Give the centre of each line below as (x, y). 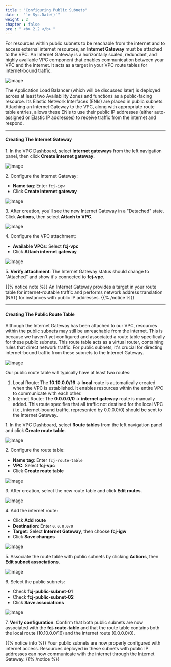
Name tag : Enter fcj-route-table (48, 460)
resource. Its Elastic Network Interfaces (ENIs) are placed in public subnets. (84, 101)
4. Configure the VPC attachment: (41, 236)
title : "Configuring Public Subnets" (46, 10)
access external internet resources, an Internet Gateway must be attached (84, 49)
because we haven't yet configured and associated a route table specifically (85, 336)
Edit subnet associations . (33, 562)
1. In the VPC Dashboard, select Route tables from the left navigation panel (84, 425)
